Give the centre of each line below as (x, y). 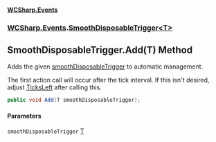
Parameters (24, 116)
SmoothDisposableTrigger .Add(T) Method (100, 50)
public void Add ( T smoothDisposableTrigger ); (74, 100)
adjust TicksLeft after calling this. (54, 87)
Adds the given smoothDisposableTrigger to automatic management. (105, 66)
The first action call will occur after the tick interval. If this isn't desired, (108, 80)
